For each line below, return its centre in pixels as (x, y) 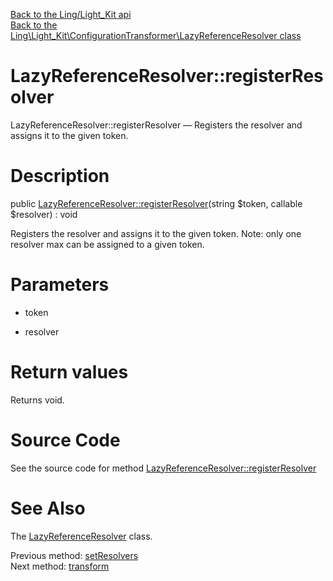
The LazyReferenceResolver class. (81, 536)
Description (60, 176)
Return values (69, 372)
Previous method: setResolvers (74, 555)
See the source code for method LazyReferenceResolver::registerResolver (163, 468)
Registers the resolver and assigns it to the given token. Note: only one (156, 233)
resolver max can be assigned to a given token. (107, 244)
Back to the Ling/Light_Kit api (71, 14)
